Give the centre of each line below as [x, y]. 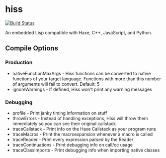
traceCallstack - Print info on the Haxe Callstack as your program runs [84, 129]
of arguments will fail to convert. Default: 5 [56, 84]
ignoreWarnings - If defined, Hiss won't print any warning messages [82, 89]
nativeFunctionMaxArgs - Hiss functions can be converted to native [82, 73]
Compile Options [32, 48]
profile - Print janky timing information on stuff [60, 113]
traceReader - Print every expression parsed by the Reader [73, 139]
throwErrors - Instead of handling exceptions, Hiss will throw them [80, 118]
